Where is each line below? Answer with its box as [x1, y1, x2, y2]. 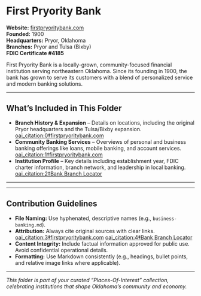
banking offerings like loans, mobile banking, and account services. [14, 144, 181, 152]
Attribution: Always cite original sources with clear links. [14, 227, 155, 234]
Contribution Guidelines [6, 199, 98, 209]
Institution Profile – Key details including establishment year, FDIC [14, 157, 179, 164]
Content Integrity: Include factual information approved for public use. [14, 240, 190, 247]
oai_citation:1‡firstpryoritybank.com [14, 151, 103, 158]
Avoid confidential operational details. [14, 246, 108, 253]
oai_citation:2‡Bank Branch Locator [14, 170, 103, 177]
